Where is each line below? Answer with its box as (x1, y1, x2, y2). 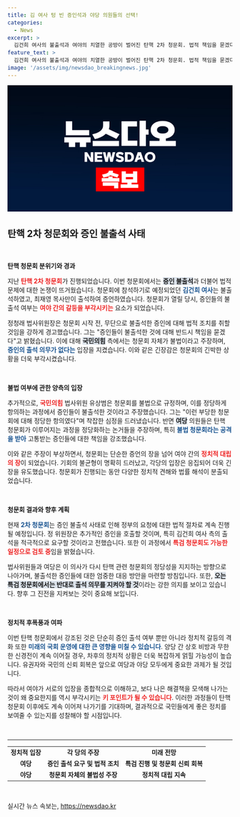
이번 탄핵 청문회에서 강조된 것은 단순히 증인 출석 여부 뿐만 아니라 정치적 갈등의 (7, 633, 225, 642)
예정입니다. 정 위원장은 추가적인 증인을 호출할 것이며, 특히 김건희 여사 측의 (14, 529, 221, 538)
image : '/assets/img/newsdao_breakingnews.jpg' (7, 64, 152, 71)
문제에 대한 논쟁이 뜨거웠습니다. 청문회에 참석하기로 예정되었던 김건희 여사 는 (7, 286, 219, 294)
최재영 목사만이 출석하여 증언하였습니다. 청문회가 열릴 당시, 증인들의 (34, 295, 223, 304)
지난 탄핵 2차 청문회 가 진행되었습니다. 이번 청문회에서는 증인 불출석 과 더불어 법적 (7, 277, 232, 286)
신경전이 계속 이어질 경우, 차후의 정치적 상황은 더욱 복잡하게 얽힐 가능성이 (14, 651, 219, 660)
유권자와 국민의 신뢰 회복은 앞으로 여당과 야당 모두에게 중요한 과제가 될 (22, 661, 219, 669)
